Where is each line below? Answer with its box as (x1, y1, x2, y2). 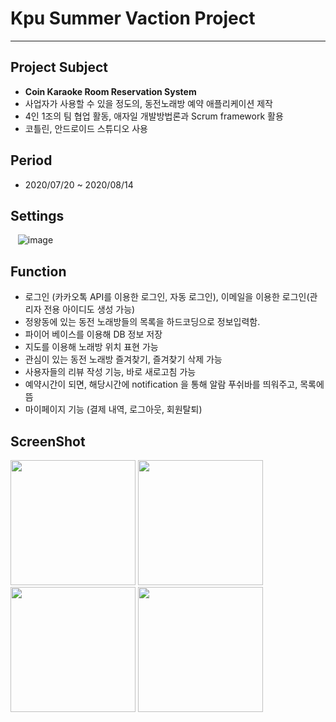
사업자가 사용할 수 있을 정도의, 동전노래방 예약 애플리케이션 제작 (24, 97, 273, 109)
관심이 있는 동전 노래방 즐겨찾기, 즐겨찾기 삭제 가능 (24, 353, 223, 366)
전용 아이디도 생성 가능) (43, 303, 136, 316)
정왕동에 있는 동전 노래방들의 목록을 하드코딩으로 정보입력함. (24, 316, 261, 328)
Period (10, 152, 53, 169)
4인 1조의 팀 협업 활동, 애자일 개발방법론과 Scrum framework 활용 (24, 110, 284, 122)
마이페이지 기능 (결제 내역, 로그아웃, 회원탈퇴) (24, 403, 203, 416)
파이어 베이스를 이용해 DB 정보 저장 (24, 328, 163, 341)
